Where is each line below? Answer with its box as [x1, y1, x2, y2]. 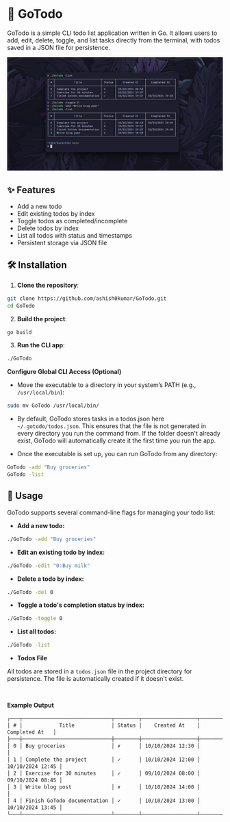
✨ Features [7, 184, 55, 196]
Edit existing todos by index [16, 210, 95, 218]
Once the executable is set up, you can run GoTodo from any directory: [16, 450, 218, 458]
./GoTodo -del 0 [7, 588, 53, 595]
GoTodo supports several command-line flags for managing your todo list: [7, 508, 216, 516]
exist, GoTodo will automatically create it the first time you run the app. [16, 436, 216, 445]
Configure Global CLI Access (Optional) [7, 368, 122, 376]
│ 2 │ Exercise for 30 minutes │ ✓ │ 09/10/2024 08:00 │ [7, 770, 201, 777]
